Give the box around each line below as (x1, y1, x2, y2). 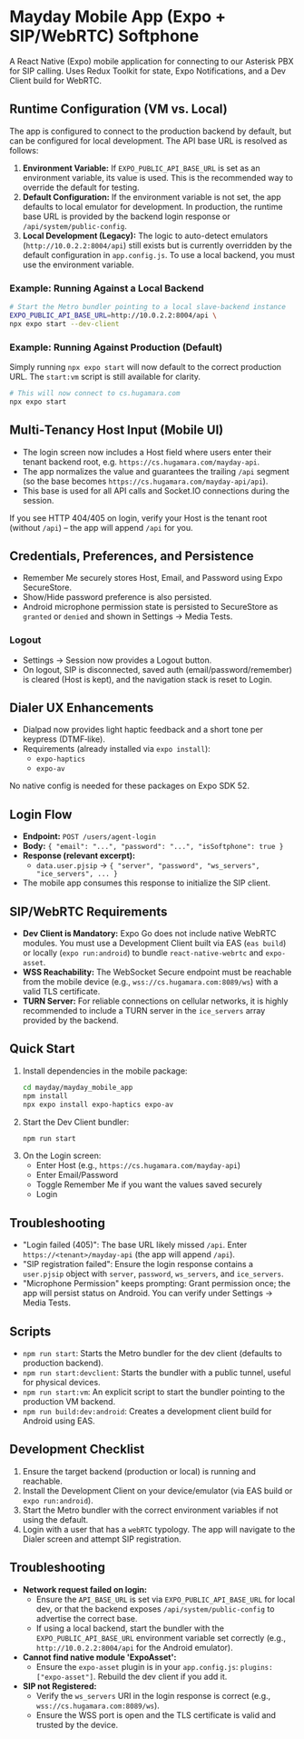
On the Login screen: (22, 1150, 102, 1161)
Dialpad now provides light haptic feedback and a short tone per (22, 725, 263, 735)
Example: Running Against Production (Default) (9, 341, 223, 354)
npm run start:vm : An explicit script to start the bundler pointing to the (22, 1386, 286, 1397)
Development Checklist (9, 1442, 145, 1457)
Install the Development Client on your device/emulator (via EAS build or (22, 1484, 293, 1496)
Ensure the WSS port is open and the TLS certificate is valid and (35, 1709, 277, 1720)
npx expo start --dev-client (9, 319, 120, 328)
